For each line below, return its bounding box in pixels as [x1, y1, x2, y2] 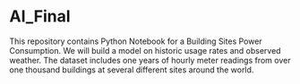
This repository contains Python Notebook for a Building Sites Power [9, 36, 262, 46]
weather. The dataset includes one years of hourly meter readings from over [9, 55, 291, 65]
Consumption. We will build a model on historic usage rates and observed [9, 45, 281, 55]
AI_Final [9, 6, 71, 27]
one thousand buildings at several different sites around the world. [9, 64, 254, 75]
